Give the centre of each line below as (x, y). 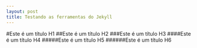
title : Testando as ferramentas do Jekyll (59, 17)
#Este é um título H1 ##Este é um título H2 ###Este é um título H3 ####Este (98, 33)
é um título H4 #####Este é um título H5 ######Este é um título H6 (89, 40)
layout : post (22, 11)
